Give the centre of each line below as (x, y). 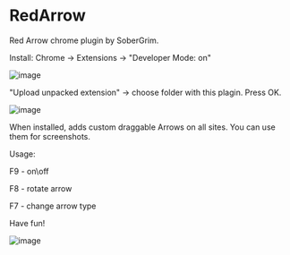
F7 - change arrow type (53, 206)
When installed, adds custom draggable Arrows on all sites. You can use (142, 127)
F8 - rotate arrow (41, 188)
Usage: (22, 154)
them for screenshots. (50, 136)
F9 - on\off (29, 171)
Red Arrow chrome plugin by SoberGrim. (84, 40)
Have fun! (27, 223)
